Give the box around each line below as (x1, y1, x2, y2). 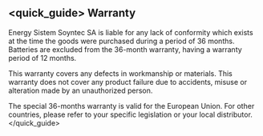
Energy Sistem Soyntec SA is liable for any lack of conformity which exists (8, 27, 254, 37)
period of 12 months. (8, 53, 77, 62)
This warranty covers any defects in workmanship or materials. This (8, 68, 233, 78)
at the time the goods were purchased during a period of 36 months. (8, 36, 235, 46)
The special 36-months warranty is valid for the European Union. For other (8, 101, 255, 110)
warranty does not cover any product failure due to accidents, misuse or (8, 77, 247, 86)
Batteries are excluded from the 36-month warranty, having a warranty (8, 44, 242, 54)
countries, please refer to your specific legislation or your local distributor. (8, 110, 253, 119)
